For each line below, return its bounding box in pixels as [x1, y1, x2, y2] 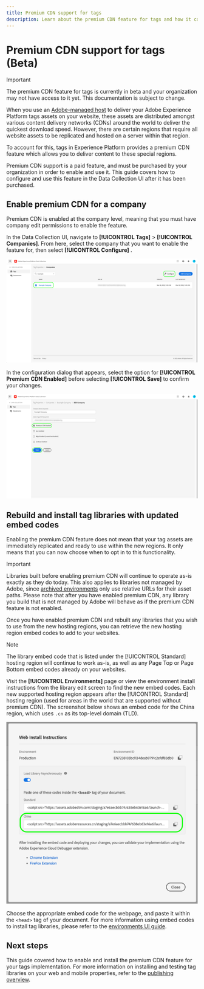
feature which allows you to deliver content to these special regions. [6, 150, 177, 158]
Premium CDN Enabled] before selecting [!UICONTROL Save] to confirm [6, 375, 189, 383]
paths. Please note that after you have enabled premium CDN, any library [6, 592, 189, 599]
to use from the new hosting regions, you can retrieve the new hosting [6, 623, 182, 630]
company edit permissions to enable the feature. [6, 222, 127, 229]
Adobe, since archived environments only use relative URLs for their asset [6, 585, 191, 592]
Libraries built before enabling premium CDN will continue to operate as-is [6, 572, 192, 580]
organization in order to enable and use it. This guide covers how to [6, 168, 175, 176]
